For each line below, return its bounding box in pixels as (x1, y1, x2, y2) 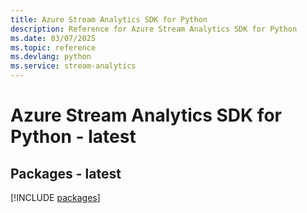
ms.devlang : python (10, 52, 92, 62)
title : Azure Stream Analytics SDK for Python (10, 14, 208, 25)
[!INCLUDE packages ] (10, 192, 101, 203)
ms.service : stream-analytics (10, 61, 137, 71)
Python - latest (10, 126, 137, 148)
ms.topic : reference (10, 42, 97, 53)
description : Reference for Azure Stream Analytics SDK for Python (10, 24, 298, 34)
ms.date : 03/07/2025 (10, 33, 97, 43)
